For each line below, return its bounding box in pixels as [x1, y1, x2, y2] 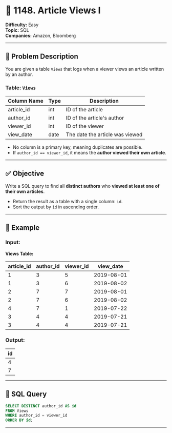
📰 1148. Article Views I [5, 5, 101, 16]
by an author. [5, 71, 33, 77]
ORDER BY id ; [5, 418, 33, 423]
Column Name [8, 97, 44, 105]
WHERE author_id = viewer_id [5, 413, 68, 418]
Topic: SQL [5, 27, 29, 33]
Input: [5, 239, 20, 246]
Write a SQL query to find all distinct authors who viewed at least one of [5, 183, 160, 189]
